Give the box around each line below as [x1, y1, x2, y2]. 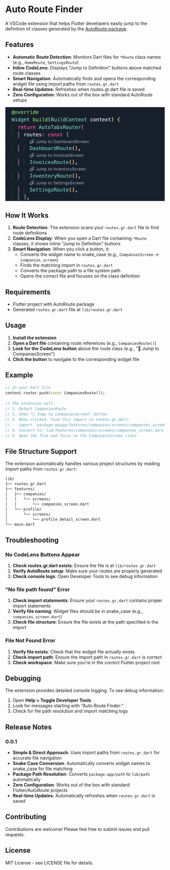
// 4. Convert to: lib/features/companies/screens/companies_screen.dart [5, 427, 164, 433]
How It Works [5, 211, 49, 220]
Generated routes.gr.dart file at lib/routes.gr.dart [12, 307, 123, 313]
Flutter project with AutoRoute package [12, 301, 95, 307]
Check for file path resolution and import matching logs [12, 708, 128, 714]
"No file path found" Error [5, 586, 70, 593]
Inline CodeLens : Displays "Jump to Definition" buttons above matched [12, 64, 161, 70]
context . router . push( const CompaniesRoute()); [5, 390, 105, 395]
